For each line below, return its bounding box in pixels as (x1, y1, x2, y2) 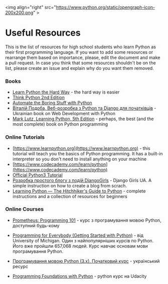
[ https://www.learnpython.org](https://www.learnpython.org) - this (12, 145, 150, 151)
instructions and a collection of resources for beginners (12, 193, 128, 199)
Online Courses (5, 206, 44, 213)
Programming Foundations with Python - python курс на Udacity (12, 273, 147, 279)
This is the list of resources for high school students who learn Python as (5, 44, 156, 50)
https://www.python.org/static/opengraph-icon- (56, 5, 155, 10)
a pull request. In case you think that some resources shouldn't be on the (5, 60, 156, 66)
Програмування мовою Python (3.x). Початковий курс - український (12, 258, 160, 264)
